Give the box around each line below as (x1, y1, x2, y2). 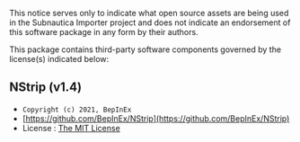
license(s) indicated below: (9, 54, 110, 64)
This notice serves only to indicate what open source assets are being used (9, 8, 289, 18)
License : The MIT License (22, 122, 121, 133)
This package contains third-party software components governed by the (9, 44, 281, 55)
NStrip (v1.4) (9, 80, 83, 95)
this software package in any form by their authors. (9, 27, 199, 37)
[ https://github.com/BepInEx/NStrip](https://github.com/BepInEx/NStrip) (22, 112, 290, 124)
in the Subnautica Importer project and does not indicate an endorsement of (9, 17, 291, 28)
